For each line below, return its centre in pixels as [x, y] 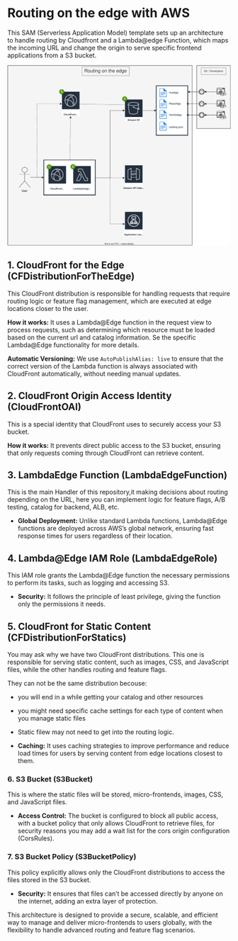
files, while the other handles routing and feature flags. [87, 670]
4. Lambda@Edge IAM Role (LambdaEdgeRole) [113, 558]
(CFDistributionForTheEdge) [71, 277]
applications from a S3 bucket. [52, 55]
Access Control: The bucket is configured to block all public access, [118, 816]
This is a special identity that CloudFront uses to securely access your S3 [114, 424]
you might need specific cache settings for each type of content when [120, 711]
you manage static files [52, 719]
